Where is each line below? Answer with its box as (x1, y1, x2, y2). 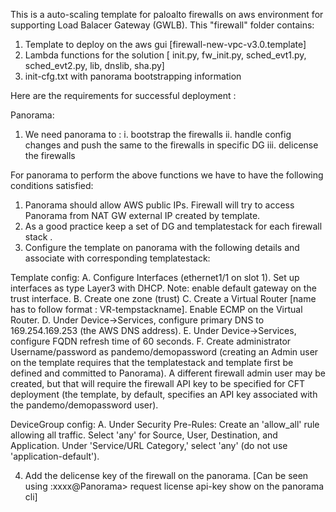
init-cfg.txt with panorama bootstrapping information (24, 70, 242, 82)
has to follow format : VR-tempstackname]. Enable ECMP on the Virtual (10, 304, 303, 315)
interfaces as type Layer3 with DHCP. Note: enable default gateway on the (10, 282, 317, 294)
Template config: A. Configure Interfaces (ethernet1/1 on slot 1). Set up (10, 272, 300, 283)
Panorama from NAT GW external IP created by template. (24, 210, 261, 221)
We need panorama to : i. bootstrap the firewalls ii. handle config (24, 129, 292, 140)
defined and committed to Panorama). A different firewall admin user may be (10, 367, 326, 379)
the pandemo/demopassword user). (10, 399, 159, 411)
